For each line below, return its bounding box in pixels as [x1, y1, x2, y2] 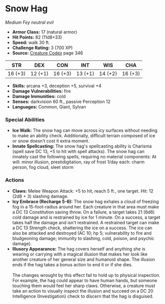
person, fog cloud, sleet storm [12, 164, 74, 170]
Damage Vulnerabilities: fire [12, 88, 71, 94]
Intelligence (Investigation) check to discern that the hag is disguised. [12, 293, 154, 299]
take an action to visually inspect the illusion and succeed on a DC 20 [12, 288, 154, 294]
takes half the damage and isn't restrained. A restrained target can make [12, 219, 160, 225]
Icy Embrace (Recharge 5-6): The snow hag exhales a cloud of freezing [12, 199, 159, 204]
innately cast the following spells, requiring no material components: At [12, 154, 157, 160]
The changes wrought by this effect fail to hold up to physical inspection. [12, 272, 161, 278]
